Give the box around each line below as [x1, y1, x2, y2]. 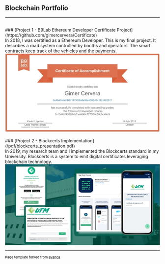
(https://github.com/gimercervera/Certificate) [5, 32, 97, 38]
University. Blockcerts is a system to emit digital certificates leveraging [5, 153, 148, 159]
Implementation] [61, 137, 94, 143]
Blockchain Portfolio [5, 4, 69, 12]
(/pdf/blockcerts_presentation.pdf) [5, 143, 75, 149]
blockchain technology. [5, 159, 53, 165]
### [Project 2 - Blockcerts [5, 137, 60, 143]
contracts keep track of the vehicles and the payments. [5, 48, 117, 54]
